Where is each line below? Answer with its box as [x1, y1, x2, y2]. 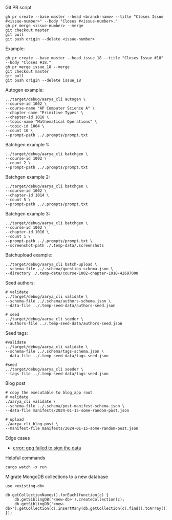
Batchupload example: [5, 252, 53, 258]
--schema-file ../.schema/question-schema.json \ [5, 266, 114, 271]
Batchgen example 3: [5, 211, 50, 216]
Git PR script [5, 5, 32, 10]
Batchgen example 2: [5, 174, 50, 180]
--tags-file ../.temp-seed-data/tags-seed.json [5, 371, 109, 376]
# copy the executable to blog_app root [5, 390, 93, 395]
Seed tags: [5, 330, 28, 336]
